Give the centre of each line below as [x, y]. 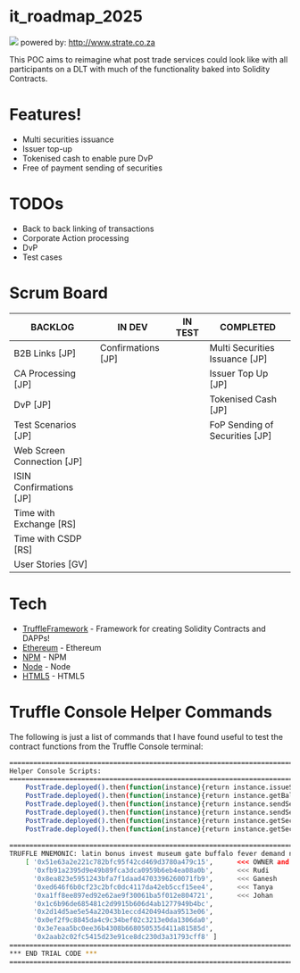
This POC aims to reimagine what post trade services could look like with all [149, 59]
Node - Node [46, 666]
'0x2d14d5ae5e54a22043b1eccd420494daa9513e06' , [123, 912]
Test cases [42, 257]
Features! [46, 115]
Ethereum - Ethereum [62, 647]
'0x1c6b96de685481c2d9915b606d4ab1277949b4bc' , [123, 903]
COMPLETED [248, 327]
